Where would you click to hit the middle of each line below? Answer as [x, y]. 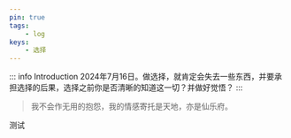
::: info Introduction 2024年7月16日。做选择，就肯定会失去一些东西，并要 [142, 77]
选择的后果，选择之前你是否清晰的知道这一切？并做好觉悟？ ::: [130, 88]
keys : [19, 42]
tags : [19, 26]
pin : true [27, 17]
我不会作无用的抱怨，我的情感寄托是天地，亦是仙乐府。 [131, 106]
